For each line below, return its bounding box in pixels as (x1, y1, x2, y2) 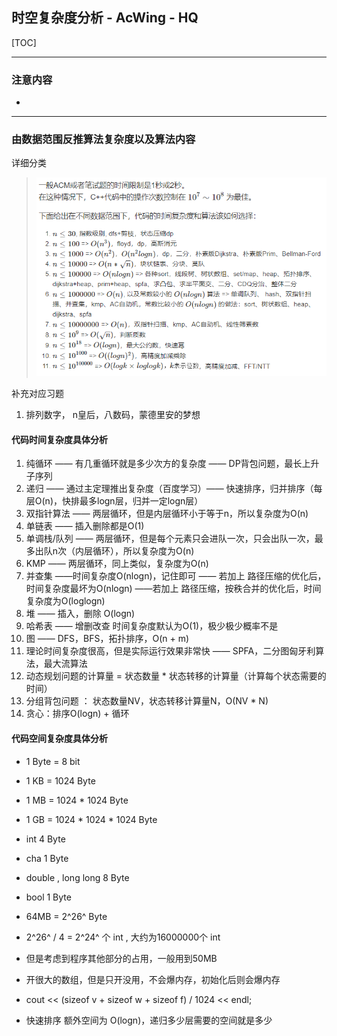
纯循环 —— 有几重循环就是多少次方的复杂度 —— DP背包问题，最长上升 (25, 458, 320, 470)
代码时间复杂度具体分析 (11, 433, 108, 445)
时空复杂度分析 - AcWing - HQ (11, 9, 199, 27)
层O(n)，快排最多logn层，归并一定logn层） (25, 495, 204, 507)
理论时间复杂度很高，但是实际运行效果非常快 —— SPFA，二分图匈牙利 (25, 645, 316, 657)
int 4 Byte (25, 833, 66, 845)
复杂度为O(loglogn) (25, 595, 106, 607)
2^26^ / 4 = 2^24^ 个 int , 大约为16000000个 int (25, 931, 221, 943)
